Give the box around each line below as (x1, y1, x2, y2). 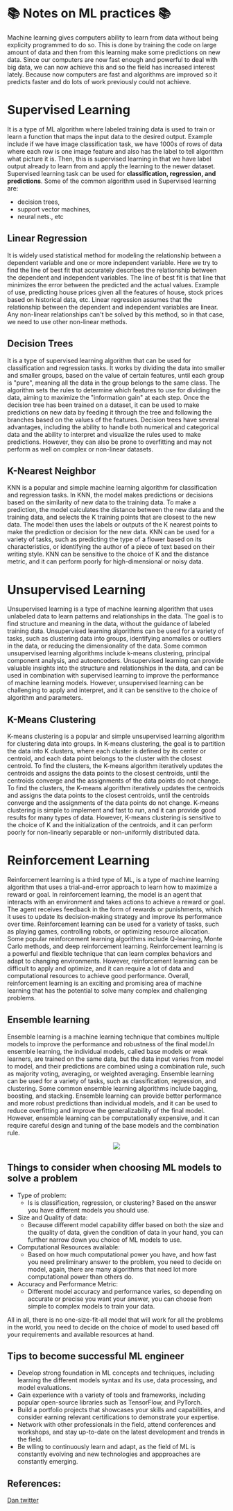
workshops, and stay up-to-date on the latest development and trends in (17, 1428, 225, 1437)
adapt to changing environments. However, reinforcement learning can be (7, 957, 218, 965)
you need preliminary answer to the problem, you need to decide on (27, 1257, 222, 1266)
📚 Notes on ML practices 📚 (7, 6, 171, 22)
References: (7, 1478, 61, 1489)
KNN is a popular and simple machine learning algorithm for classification (7, 483, 217, 492)
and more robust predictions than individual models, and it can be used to (7, 1098, 218, 1107)
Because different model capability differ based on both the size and (27, 1220, 224, 1229)
